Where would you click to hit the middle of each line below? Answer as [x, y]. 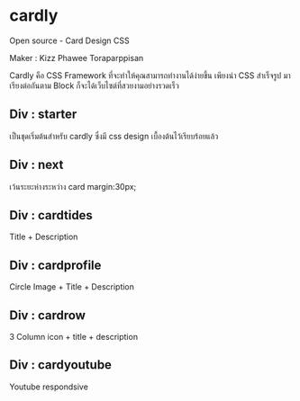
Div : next [36, 165]
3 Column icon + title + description [73, 337]
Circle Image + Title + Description [72, 287]
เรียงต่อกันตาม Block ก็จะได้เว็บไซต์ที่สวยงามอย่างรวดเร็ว [95, 85]
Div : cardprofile [55, 265]
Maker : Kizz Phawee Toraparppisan [77, 58]
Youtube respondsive [49, 387]
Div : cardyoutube [61, 365]
